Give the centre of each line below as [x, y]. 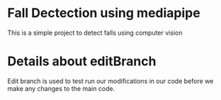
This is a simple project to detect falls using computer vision [95, 33]
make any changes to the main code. [61, 88]
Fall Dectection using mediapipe [104, 13]
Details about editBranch [82, 61]
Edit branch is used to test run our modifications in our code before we [110, 81]
